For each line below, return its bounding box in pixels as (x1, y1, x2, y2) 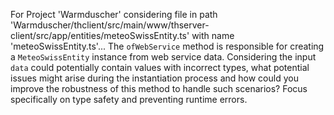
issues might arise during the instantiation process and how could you (10, 72, 299, 84)
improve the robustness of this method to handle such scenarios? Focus (10, 83, 308, 94)
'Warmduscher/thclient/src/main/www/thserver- (10, 19, 210, 31)
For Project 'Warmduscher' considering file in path (10, 9, 218, 20)
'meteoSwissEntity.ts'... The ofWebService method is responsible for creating (10, 40, 325, 52)
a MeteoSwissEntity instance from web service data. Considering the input (10, 51, 317, 63)
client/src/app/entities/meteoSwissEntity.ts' (10, 30, 190, 41)
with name (191, 30, 235, 41)
